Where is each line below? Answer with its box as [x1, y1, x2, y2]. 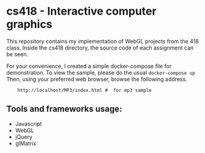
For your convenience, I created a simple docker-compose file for [6, 62, 172, 70]
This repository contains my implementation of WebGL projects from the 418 [6, 37, 199, 45]
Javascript [15, 120, 42, 127]
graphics [6, 17, 53, 31]
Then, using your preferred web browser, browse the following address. [6, 75, 188, 83]
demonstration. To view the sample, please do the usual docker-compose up [6, 69, 196, 76]
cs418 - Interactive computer [6, 4, 157, 18]
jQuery [15, 133, 32, 140]
